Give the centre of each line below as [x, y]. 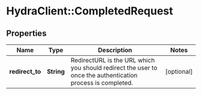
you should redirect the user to [114, 68]
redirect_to [25, 72]
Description [115, 50]
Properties [26, 33]
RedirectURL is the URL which [113, 60]
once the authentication [104, 75]
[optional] [179, 72]
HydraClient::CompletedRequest [90, 11]
